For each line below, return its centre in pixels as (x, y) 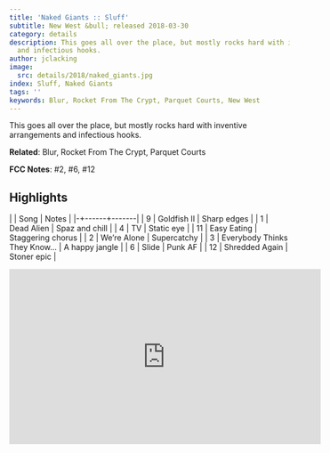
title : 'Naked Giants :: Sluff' (69, 17)
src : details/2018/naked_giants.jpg (85, 76)
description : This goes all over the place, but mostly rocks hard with (147, 42)
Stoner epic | (33, 257)
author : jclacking (43, 59)
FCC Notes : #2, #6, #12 (52, 169)
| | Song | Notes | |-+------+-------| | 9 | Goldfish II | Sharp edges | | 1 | (139, 219)
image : (21, 68)
